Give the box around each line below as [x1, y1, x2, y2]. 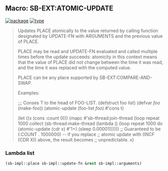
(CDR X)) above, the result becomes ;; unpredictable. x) [17, 136, 135, 142]
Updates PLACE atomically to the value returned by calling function [17, 28, 158, 34]
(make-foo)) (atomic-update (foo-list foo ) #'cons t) [17, 105, 124, 111]
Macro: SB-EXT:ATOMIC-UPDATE [5, 4, 114, 13]
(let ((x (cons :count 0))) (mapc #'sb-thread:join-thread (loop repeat [17, 115, 160, 121]
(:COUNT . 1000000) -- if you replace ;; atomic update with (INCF [17, 131, 155, 137]
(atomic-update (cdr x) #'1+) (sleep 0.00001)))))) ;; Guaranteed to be [17, 126, 161, 132]
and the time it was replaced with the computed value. [17, 64, 131, 70]
